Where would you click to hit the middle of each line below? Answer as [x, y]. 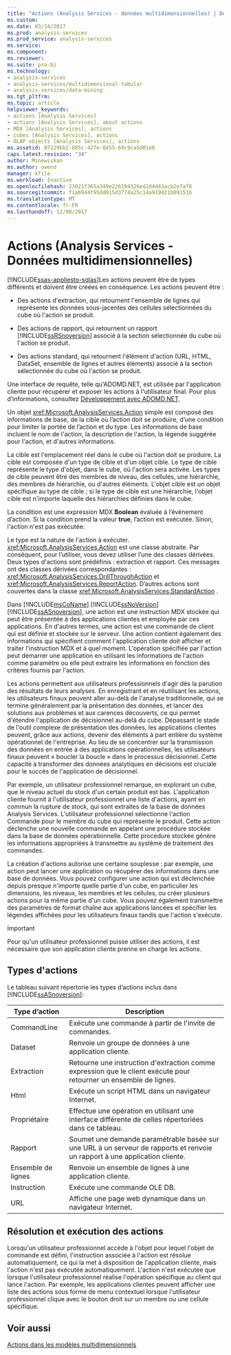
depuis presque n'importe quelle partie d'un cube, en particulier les [102, 886]
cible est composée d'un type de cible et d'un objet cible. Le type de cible [112, 462]
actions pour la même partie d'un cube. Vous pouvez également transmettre [115, 900]
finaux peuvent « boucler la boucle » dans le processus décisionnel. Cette [112, 756]
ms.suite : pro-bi [32, 65]
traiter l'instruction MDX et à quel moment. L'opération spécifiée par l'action [114, 648]
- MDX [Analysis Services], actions [59, 129]
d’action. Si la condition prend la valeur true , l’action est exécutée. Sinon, [110, 519]
